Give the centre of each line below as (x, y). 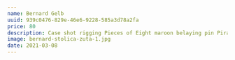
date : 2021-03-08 (33, 46)
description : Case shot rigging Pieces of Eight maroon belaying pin (111, 33)
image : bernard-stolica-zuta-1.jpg (59, 39)
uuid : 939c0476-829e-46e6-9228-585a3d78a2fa (73, 20)
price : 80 (22, 26)
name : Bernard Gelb (36, 13)
